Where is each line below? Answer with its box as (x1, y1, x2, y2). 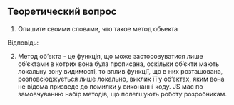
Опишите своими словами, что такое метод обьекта (17, 24, 178, 33)
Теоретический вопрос (7, 6, 117, 18)
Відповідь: (7, 38, 39, 47)
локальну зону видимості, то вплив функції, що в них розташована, (17, 67, 223, 75)
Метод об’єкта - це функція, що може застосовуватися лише (17, 52, 203, 60)
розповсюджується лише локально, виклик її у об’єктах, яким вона (17, 74, 225, 83)
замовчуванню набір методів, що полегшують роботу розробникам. (17, 89, 227, 98)
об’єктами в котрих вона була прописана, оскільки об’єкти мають (17, 60, 220, 68)
